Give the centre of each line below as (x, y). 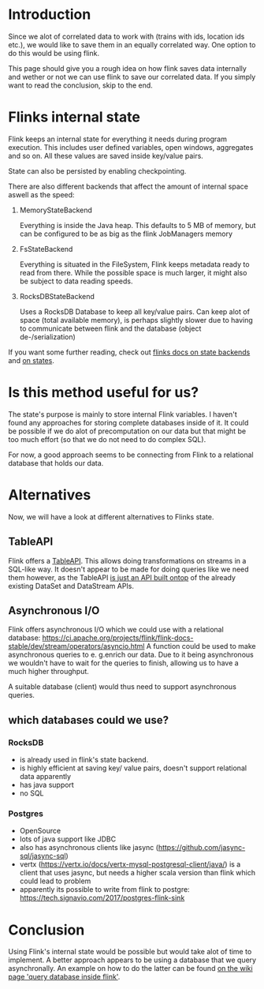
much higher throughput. (48, 672)
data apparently (45, 777)
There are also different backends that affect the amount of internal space (128, 186)
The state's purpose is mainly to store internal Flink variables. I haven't (123, 414)
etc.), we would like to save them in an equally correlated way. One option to (132, 44)
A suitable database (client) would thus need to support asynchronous (122, 687)
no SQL (32, 793)
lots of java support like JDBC (68, 839)
